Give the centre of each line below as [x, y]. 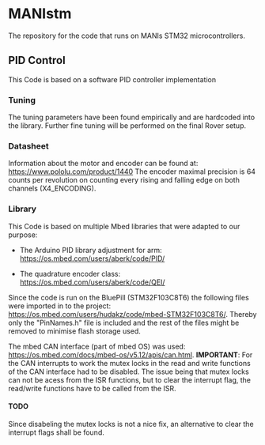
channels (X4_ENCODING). [52, 189]
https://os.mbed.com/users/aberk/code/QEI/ [92, 282]
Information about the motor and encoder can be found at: [103, 164]
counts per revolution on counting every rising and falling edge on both [124, 180]
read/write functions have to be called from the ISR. [92, 388]
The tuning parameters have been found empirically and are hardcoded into [132, 117]
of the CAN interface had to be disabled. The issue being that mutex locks [129, 371]
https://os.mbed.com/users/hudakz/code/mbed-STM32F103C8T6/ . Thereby [132, 314]
